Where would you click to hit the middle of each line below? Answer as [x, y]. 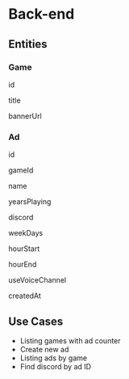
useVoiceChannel [37, 280]
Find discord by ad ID [55, 366]
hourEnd [23, 265]
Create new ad [44, 349]
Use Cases [36, 321]
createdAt [25, 296]
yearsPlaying [30, 202]
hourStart [24, 249]
